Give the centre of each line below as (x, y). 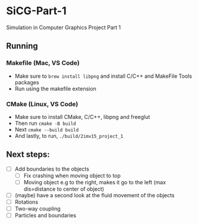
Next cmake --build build (47, 130)
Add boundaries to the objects (52, 169)
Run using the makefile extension (55, 89)
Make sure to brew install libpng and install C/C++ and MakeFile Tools (103, 76)
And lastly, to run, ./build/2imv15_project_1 (69, 135)
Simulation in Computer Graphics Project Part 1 (63, 27)
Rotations (26, 202)
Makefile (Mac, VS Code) (43, 63)
